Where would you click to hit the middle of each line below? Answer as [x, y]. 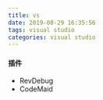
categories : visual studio [52, 37]
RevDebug [36, 81]
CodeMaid [36, 89]
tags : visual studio [42, 30]
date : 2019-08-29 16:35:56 [52, 23]
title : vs [24, 15]
